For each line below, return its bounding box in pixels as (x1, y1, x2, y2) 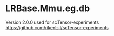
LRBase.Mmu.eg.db (5, 3, 90, 14)
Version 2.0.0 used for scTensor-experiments (5, 19, 99, 25)
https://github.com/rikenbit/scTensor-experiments (5, 24, 109, 30)
